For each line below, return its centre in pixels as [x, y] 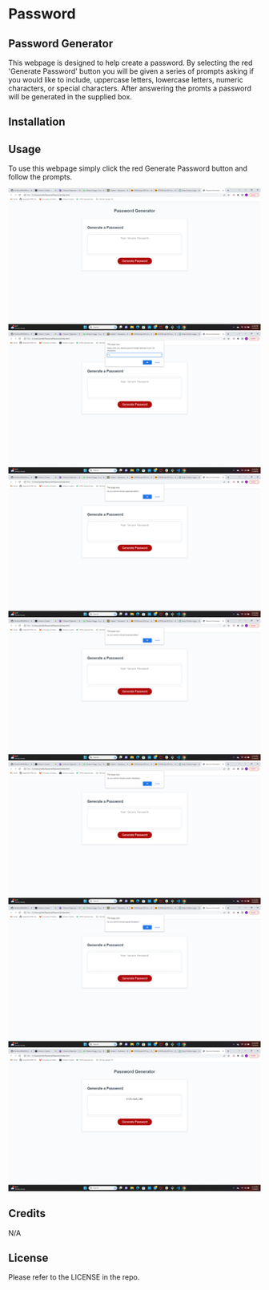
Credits [27, 1213]
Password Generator [61, 44]
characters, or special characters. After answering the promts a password [130, 88]
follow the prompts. [40, 177]
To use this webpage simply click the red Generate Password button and [128, 168]
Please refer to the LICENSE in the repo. [74, 1277]
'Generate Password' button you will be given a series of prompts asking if [131, 71]
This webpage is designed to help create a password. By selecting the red [130, 62]
